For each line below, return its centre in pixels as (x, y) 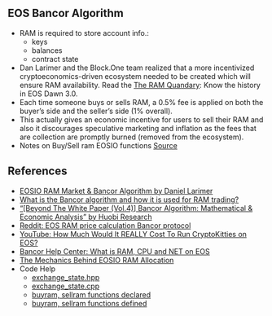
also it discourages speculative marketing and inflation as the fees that (138, 128)
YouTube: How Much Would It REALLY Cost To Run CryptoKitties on (133, 234)
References (37, 171)
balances (47, 50)
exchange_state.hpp (66, 277)
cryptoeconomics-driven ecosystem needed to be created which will (135, 76)
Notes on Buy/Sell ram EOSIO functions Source (99, 145)
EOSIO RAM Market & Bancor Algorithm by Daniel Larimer (116, 191)
